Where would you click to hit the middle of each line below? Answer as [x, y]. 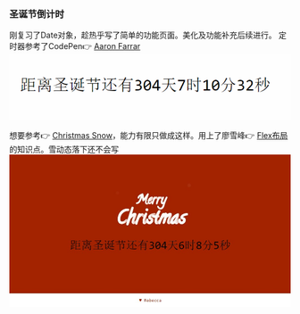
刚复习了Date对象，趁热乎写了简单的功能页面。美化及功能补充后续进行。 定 [148, 35]
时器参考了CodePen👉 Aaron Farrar [75, 46]
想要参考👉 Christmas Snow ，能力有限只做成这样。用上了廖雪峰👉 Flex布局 [149, 135]
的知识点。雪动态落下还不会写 [64, 149]
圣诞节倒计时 [37, 13]
